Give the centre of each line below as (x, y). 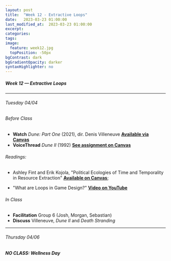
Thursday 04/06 (22, 237)
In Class (14, 199)
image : (12, 43)
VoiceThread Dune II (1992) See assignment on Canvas (72, 145)
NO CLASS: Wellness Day (33, 253)
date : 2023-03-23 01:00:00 (36, 19)
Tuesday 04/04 (22, 102)
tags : (11, 39)
